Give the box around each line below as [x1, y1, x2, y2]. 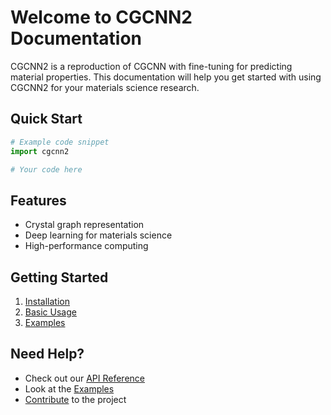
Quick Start [10, 111, 83, 128]
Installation [24, 296, 71, 307]
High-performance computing [24, 240, 149, 252]
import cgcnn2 [10, 146, 70, 156]
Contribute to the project [24, 393, 127, 405]
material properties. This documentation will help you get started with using [10, 71, 322, 83]
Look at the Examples [24, 382, 115, 395]
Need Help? [10, 346, 85, 363]
